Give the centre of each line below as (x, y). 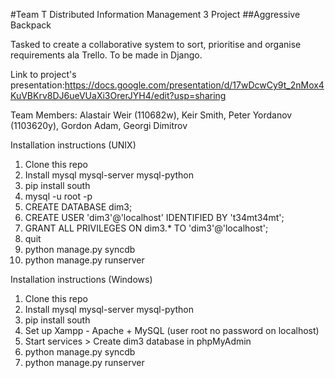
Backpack (31, 25)
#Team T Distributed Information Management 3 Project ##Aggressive (155, 14)
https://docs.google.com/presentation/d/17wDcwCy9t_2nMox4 (194, 85)
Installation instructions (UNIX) (73, 145)
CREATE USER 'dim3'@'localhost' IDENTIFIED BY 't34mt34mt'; (154, 217)
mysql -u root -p (58, 196)
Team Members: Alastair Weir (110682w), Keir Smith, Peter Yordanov (151, 115)
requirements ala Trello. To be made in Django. (106, 55)
